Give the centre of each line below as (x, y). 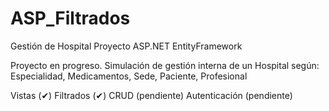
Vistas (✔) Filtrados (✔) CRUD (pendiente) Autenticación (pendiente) (151, 95)
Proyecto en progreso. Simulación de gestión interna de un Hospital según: (165, 65)
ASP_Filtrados (70, 18)
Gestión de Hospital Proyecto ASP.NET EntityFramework (126, 46)
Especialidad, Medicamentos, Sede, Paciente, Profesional (129, 76)
